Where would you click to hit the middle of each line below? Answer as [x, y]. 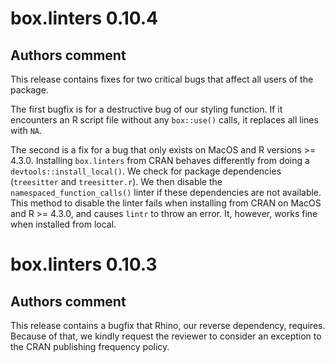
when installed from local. [63, 224]
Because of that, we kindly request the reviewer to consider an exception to [166, 336]
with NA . [26, 130]
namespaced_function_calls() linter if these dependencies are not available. [166, 192]
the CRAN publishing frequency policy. [90, 346]
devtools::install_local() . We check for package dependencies [146, 171]
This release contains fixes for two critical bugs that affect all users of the [162, 79]
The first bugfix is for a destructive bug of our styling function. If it [146, 109]
